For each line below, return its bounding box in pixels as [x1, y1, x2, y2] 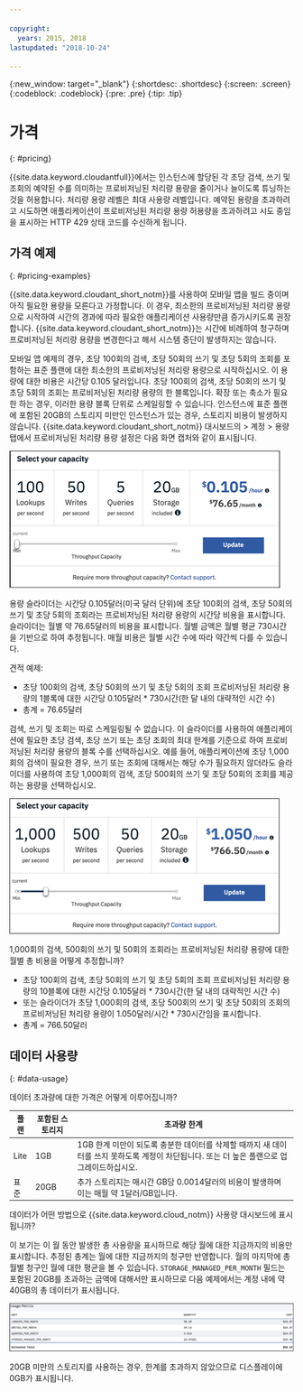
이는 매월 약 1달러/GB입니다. [77, 1187, 178, 1198]
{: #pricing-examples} [9, 270, 91, 281]
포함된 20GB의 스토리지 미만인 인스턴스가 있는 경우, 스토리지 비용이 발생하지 [18, 409, 288, 420]
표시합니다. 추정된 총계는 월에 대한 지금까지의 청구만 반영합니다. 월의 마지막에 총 [9, 1251, 291, 1262]
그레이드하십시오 [77, 1162, 136, 1173]
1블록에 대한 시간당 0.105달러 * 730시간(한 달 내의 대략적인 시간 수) [39, 692, 276, 703]
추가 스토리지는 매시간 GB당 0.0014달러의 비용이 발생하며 [77, 1176, 282, 1187]
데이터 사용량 [9, 1048, 78, 1064]
